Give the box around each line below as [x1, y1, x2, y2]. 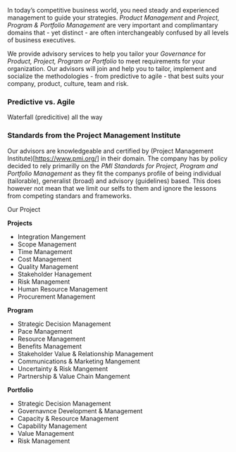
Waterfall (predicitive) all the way [7, 113, 103, 122]
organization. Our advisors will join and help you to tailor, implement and [7, 65, 217, 73]
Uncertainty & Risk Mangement [17, 364, 108, 372]
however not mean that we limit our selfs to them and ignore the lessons [7, 184, 217, 192]
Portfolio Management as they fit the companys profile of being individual [7, 169, 222, 177]
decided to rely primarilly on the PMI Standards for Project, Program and [7, 161, 218, 170]
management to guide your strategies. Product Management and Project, [7, 13, 220, 22]
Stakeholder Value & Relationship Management [17, 349, 154, 358]
